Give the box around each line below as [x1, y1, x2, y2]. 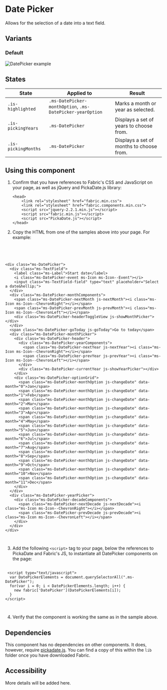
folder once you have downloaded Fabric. [5, 652, 90, 658]
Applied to [67, 90, 92, 97]
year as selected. [115, 106, 155, 113]
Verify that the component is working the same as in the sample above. [12, 614, 158, 620]
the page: [12, 556, 32, 562]
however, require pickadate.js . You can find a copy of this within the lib [5, 647, 152, 653]
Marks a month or [115, 100, 157, 107]
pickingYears [7, 125, 39, 131]
